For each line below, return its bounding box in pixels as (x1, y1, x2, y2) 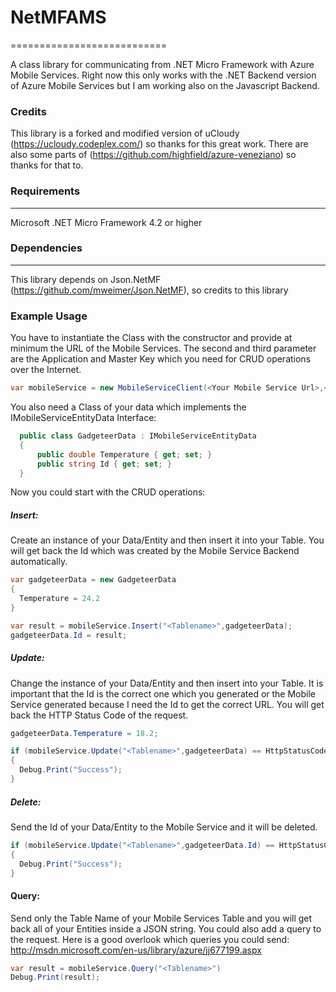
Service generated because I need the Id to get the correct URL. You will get (10, 698, 325, 710)
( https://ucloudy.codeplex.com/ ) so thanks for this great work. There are (10, 138, 309, 150)
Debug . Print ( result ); (10, 972, 101, 983)
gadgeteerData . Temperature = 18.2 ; (10, 728, 159, 738)
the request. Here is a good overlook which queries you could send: (10, 933, 290, 945)
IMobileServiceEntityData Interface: (10, 412, 157, 423)
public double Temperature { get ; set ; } (36, 449, 213, 460)
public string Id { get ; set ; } (36, 459, 172, 469)
